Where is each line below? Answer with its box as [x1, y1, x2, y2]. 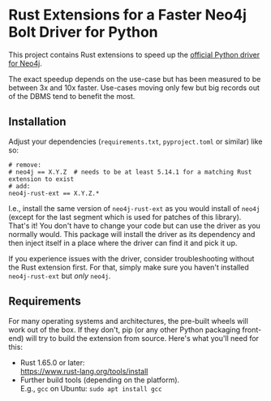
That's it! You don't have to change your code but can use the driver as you [8, 221, 261, 231]
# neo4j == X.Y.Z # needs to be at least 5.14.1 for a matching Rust [8, 168, 252, 176]
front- [242, 325, 262, 334]
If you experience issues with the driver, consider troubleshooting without [8, 253, 255, 263]
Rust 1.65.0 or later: [19, 357, 85, 367]
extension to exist [8, 175, 75, 183]
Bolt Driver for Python [8, 23, 158, 41]
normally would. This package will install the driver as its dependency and [8, 229, 256, 239]
